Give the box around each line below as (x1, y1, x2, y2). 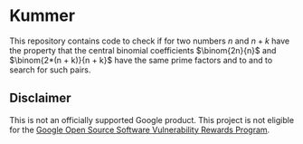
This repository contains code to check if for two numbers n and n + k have (9, 35, 290, 46)
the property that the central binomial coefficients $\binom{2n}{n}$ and (9, 44, 277, 55)
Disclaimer (9, 91, 71, 106)
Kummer (9, 5, 75, 26)
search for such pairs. (9, 64, 91, 75)
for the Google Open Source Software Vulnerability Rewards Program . (9, 124, 270, 135)
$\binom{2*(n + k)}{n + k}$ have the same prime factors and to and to (9, 54, 273, 65)
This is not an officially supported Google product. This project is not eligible (9, 114, 295, 125)
